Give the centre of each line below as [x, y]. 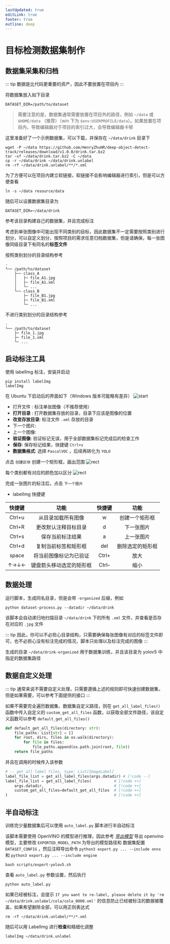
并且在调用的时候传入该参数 [34, 762]
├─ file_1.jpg [29, 333]
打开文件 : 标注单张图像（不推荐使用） [52, 407]
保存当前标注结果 [61, 537]
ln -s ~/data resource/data [35, 191]
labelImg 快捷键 [29, 494]
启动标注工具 [25, 358]
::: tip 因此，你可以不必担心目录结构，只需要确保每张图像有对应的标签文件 [82, 634]
